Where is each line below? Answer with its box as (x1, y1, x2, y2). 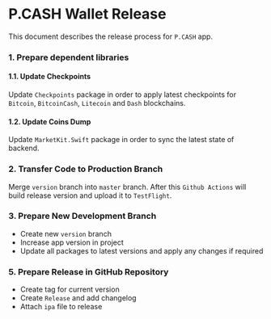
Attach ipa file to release (19, 302, 103, 312)
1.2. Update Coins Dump (8, 116, 91, 126)
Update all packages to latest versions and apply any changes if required (19, 246, 264, 255)
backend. (8, 143, 40, 153)
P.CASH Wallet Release (8, 5, 167, 23)
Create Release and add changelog (19, 293, 137, 303)
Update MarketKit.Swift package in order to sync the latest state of (8, 135, 235, 145)
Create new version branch (19, 229, 112, 238)
